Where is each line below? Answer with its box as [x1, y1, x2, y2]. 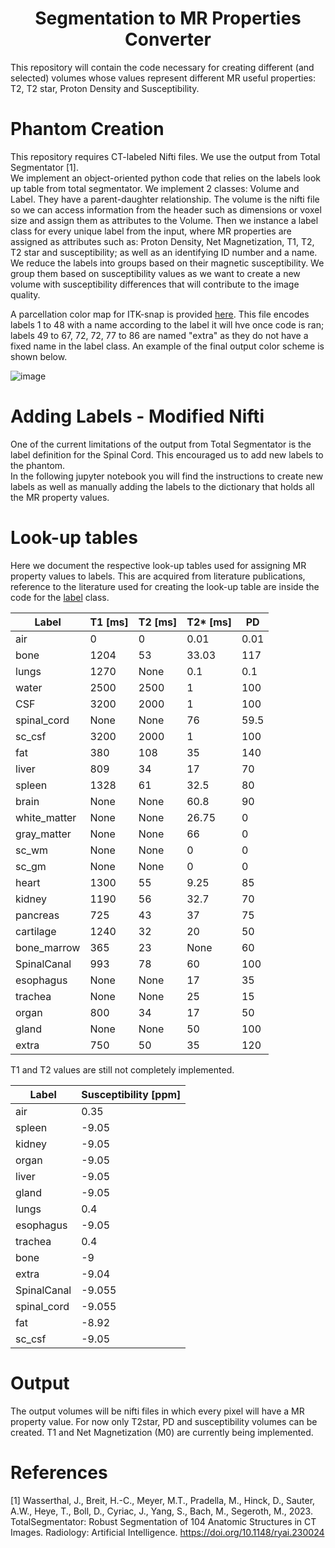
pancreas [15, 908, 60, 922]
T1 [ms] [89, 615, 129, 629]
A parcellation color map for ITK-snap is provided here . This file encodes [10, 308, 310, 320]
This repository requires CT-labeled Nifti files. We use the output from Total [10, 150, 321, 162]
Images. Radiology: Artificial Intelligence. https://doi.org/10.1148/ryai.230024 [10, 1526, 325, 1538]
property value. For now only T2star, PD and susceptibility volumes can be [10, 1415, 318, 1427]
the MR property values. [10, 491, 110, 503]
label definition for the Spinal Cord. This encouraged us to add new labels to [10, 448, 324, 461]
